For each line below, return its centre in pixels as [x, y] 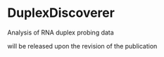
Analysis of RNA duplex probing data [61, 32]
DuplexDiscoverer [61, 13]
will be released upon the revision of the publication [82, 46]
